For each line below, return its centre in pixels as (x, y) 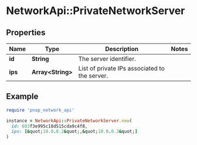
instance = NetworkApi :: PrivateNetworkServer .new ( (69, 121)
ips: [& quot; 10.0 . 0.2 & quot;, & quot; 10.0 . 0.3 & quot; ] (74, 131)
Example (22, 97)
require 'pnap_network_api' (40, 110)
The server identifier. (107, 59)
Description (122, 49)
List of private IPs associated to (122, 68)
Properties (26, 33)
